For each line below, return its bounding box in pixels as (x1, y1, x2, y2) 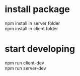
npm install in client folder (5, 25, 58, 31)
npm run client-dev (5, 59, 45, 66)
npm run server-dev (5, 65, 46, 71)
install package (5, 4, 70, 15)
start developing (5, 43, 75, 55)
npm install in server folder (5, 20, 60, 26)
